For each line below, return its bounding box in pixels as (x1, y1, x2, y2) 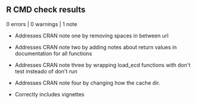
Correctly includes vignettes (14, 90, 85, 97)
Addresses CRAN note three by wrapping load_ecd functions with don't (14, 61, 191, 68)
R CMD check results (6, 5, 86, 15)
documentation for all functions (14, 50, 93, 57)
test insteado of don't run (14, 68, 78, 75)
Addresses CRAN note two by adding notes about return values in (14, 43, 177, 51)
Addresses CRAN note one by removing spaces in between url (14, 32, 169, 39)
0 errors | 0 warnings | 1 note (6, 20, 78, 27)
